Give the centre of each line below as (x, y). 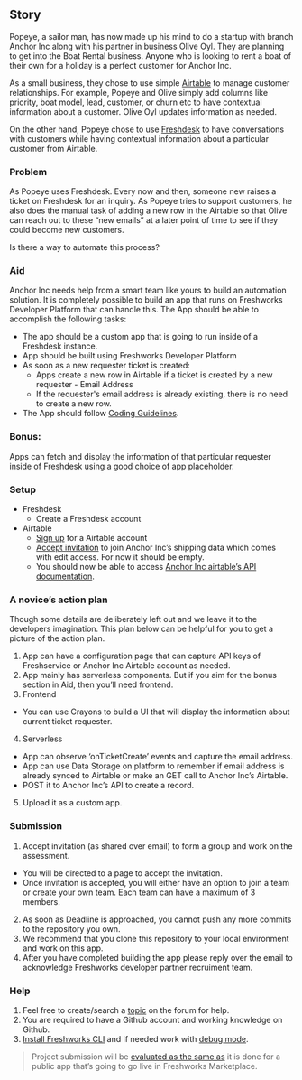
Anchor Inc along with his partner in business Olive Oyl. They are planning (147, 46)
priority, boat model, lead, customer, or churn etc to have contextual (136, 102)
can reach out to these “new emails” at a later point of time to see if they (144, 220)
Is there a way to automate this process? (85, 247)
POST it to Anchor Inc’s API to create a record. (108, 786)
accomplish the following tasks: (68, 319)
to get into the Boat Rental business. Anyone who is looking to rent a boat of (150, 56)
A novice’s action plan (59, 600)
